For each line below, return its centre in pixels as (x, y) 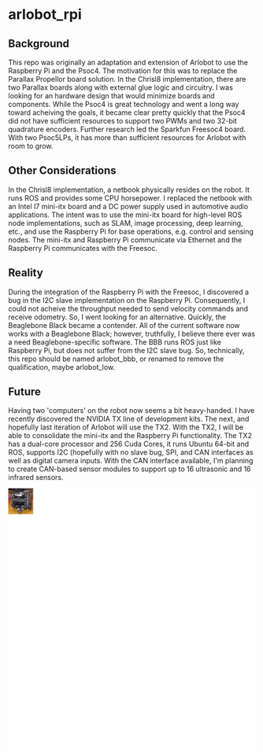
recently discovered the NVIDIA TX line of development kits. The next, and (129, 419)
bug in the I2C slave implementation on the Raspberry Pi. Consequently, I (127, 300)
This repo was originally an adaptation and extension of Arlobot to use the (128, 62)
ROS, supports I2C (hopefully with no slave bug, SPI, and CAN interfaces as (131, 452)
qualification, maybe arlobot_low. (62, 367)
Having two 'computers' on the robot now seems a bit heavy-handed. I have (131, 411)
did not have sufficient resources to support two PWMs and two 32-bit (123, 121)
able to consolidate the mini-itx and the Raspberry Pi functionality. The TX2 (130, 436)
